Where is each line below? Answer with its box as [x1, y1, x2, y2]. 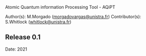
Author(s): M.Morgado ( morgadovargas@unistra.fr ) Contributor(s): [5, 14, 142, 19]
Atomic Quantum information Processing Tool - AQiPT [5, 4, 116, 10]
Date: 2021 [5, 46, 27, 52]
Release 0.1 [5, 33, 41, 41]
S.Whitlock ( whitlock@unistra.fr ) [5, 19, 72, 25]
